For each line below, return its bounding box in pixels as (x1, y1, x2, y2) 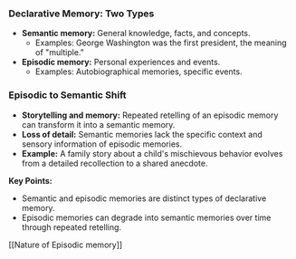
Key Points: (8, 175, 53, 186)
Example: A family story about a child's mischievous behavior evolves (21, 148, 283, 158)
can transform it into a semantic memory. (21, 119, 176, 129)
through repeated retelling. (21, 221, 122, 233)
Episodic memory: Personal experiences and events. (21, 57, 221, 68)
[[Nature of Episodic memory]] (8, 239, 123, 250)
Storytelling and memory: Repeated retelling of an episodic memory (21, 110, 279, 120)
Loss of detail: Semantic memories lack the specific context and (21, 129, 263, 139)
